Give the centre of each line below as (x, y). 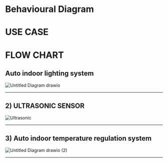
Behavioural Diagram (49, 9)
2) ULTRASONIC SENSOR (45, 106)
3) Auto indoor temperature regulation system (78, 138)
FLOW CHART (34, 55)
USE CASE (27, 32)
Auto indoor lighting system (49, 73)
